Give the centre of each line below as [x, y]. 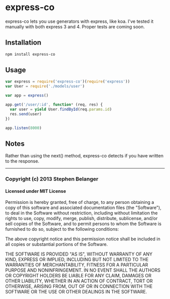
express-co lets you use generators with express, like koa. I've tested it [79, 21]
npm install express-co [30, 54]
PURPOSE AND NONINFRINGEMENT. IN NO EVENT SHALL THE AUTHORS [83, 270]
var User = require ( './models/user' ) [45, 87]
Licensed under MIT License [36, 191]
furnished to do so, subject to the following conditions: [62, 229]
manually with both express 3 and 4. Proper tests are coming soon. [75, 26]
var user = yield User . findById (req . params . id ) [61, 109]
